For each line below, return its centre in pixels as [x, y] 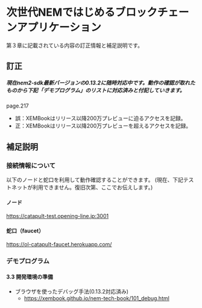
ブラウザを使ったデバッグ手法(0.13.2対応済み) [71, 291]
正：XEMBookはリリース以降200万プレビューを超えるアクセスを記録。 [103, 126]
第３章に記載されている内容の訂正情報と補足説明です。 [75, 45]
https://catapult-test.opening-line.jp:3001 [58, 216]
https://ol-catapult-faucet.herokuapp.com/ [59, 245]
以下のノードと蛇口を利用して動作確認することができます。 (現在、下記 [95, 179]
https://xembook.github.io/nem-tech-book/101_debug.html [97, 298]
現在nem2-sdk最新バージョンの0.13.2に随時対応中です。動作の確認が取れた [101, 83]
